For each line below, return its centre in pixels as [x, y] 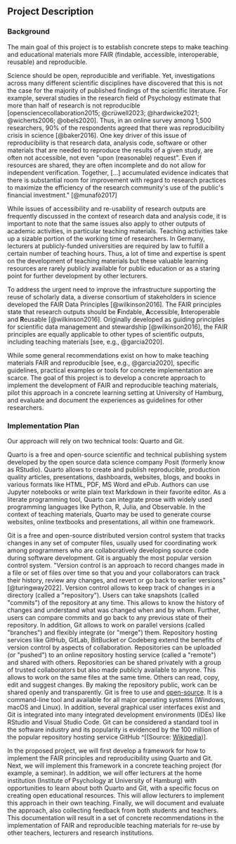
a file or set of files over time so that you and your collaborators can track [113, 573]
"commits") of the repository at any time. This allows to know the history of [116, 602]
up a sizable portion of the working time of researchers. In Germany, [106, 238]
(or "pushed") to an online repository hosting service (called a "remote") [112, 655]
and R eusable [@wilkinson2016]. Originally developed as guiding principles [116, 319]
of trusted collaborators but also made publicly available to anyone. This [112, 670]
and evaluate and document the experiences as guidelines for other [105, 400]
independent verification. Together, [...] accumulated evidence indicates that [118, 172]
